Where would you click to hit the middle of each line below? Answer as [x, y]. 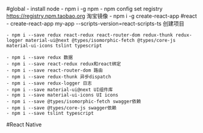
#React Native [24, 124]
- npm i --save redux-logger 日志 [49, 83]
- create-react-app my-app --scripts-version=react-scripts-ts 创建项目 [95, 23]
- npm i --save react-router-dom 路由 [55, 70]
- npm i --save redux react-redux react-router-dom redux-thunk [90, 35]
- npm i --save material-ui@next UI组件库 [60, 90]
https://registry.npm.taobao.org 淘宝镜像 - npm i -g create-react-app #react [101, 16]
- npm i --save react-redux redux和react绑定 [64, 64]
